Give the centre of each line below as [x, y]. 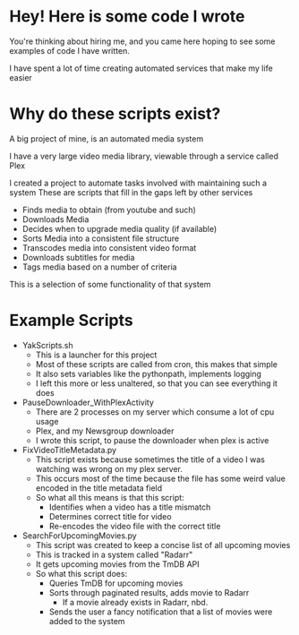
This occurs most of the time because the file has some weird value [161, 478]
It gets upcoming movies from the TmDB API [117, 564]
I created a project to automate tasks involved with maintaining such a [138, 183]
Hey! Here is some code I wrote [127, 17]
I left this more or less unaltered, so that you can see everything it [156, 383]
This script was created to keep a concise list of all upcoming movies [163, 545]
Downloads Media [56, 219]
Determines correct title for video [110, 516]
